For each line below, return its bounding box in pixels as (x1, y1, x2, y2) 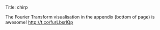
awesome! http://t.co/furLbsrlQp (5, 19, 73, 25)
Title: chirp (5, 4, 28, 10)
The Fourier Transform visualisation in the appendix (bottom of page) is (5, 14, 155, 19)
